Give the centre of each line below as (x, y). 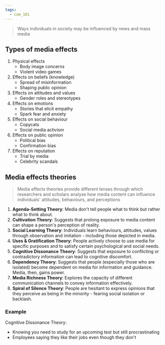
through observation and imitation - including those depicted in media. (84, 236)
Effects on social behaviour (40, 119)
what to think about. (33, 214)
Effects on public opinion (38, 135)
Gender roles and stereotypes (50, 98)
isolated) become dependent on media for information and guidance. (82, 267)
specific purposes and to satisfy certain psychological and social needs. (86, 246)
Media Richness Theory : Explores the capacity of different (72, 278)
